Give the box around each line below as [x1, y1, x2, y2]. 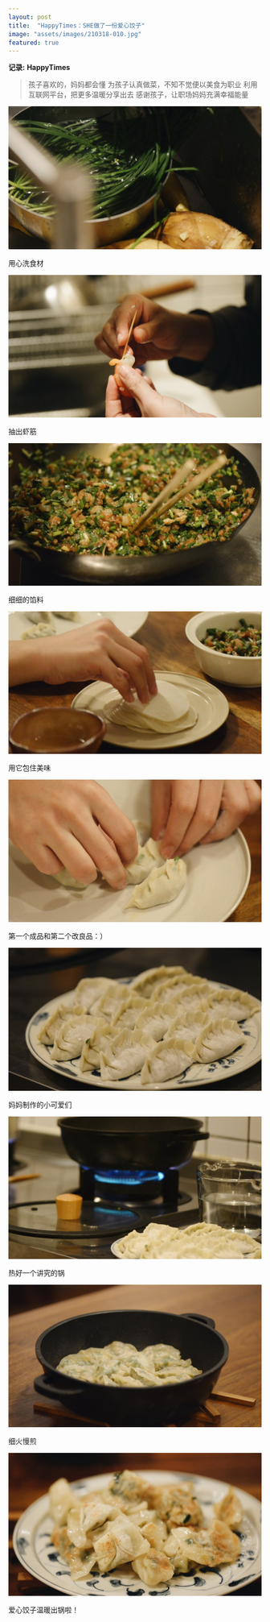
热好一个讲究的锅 [8, 1268, 65, 1278]
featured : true [8, 39, 59, 47]
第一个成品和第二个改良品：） [8, 931, 107, 941]
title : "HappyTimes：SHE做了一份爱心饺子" [8, 21, 145, 30]
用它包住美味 [8, 763, 51, 773]
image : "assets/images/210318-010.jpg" [8, 30, 142, 38]
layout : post [8, 13, 52, 21]
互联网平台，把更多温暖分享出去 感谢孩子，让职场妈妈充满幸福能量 [27, 89, 249, 100]
